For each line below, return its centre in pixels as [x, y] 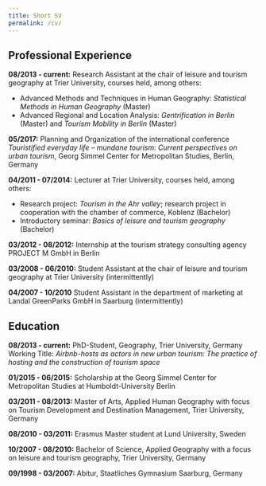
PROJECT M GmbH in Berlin [54, 253]
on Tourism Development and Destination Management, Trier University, [126, 410]
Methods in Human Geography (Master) [85, 107]
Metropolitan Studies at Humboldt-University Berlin [92, 386]
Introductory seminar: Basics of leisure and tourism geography [123, 221]
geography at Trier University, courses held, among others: [105, 83]
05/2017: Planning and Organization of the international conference [119, 139]
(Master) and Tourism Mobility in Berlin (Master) [98, 123]
